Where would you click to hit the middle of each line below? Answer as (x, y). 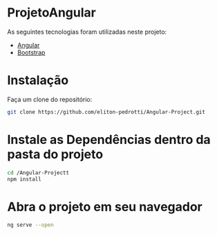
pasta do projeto (55, 154)
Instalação (38, 80)
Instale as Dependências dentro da (109, 140)
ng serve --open (30, 225)
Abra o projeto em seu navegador (105, 206)
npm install (24, 179)
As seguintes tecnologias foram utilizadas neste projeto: (87, 32)
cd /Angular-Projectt (38, 173)
